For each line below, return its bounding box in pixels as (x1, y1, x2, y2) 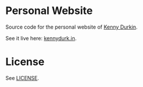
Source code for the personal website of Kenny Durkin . (5, 23, 138, 30)
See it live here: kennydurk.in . (5, 34, 77, 41)
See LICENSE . (5, 74, 39, 81)
